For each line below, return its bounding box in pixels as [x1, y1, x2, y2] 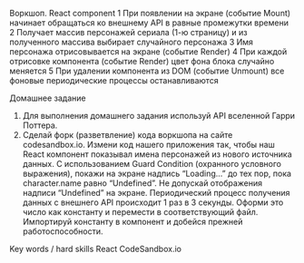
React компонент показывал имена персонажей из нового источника [22, 149, 292, 160]
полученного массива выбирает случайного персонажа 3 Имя [9, 36, 254, 47]
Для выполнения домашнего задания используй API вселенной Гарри [22, 111, 296, 121]
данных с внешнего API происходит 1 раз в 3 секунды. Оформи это [22, 197, 284, 208]
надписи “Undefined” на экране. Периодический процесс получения [22, 188, 290, 198]
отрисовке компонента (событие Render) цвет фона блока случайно [9, 56, 275, 66]
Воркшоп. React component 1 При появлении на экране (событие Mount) [9, 8, 291, 18]
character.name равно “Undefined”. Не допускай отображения [22, 178, 263, 189]
